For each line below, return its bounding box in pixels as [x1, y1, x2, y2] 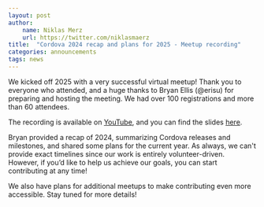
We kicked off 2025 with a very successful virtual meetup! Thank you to [8, 76, 242, 87]
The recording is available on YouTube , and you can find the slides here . [8, 117, 243, 127]
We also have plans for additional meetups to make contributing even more [8, 181, 251, 190]
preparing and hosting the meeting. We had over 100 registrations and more [8, 94, 255, 103]
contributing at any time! [8, 166, 88, 176]
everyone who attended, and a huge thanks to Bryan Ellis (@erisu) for [8, 85, 234, 94]
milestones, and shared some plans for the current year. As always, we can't [8, 141, 256, 150]
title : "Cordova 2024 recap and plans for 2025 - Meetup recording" [8, 41, 242, 49]
